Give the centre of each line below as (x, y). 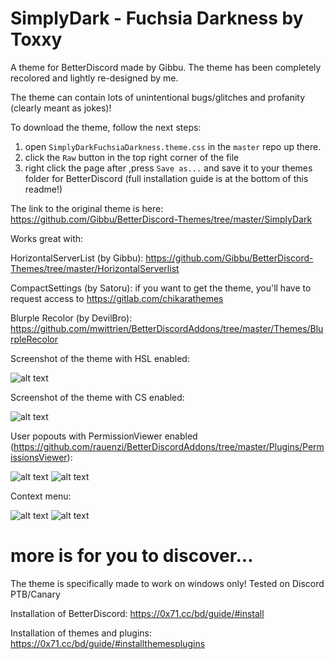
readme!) (43, 189)
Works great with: (47, 238)
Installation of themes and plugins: (81, 633)
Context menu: (41, 496)
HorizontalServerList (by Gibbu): (77, 258)
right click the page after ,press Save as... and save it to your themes (168, 168)
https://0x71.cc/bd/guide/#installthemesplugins (108, 643)
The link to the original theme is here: (87, 208)
